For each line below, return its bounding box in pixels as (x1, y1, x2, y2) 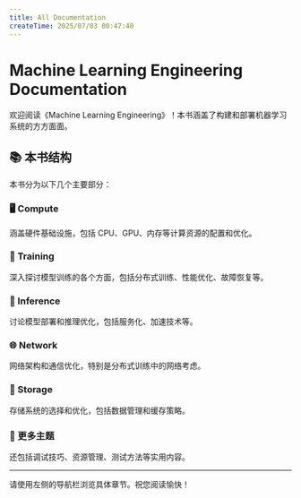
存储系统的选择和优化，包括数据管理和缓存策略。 (9, 405, 190, 416)
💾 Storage (9, 383, 54, 396)
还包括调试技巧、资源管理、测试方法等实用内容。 (9, 451, 190, 462)
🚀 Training (9, 250, 56, 262)
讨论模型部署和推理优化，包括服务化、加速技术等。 (9, 316, 198, 327)
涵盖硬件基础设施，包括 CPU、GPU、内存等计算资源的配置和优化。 (9, 228, 257, 238)
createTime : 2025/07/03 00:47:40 (9, 21, 134, 30)
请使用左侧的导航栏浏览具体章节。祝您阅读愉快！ (9, 479, 190, 490)
